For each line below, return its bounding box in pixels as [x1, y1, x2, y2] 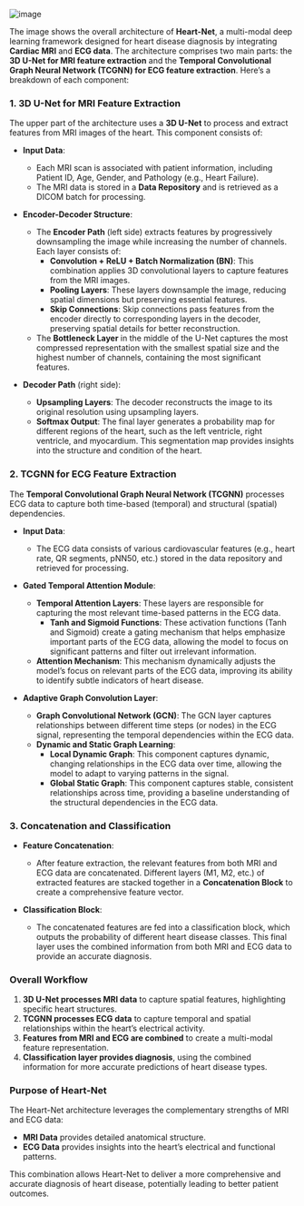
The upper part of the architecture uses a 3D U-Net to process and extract [9, 118, 289, 129]
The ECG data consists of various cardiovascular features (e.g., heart [35, 543, 295, 554]
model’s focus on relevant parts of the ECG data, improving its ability [35, 665, 293, 676]
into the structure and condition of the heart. [35, 445, 202, 456]
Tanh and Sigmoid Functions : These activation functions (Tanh [49, 617, 288, 628]
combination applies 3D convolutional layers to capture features [49, 265, 289, 276]
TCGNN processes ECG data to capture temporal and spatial [22, 1013, 251, 1024]
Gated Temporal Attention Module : [22, 579, 156, 590]
